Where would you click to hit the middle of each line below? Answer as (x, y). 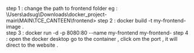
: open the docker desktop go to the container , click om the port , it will (92, 39)
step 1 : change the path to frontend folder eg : (62, 8)
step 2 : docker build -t (125, 20)
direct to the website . (32, 45)
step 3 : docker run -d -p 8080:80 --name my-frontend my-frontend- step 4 (97, 33)
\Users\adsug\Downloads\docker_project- (57, 14)
